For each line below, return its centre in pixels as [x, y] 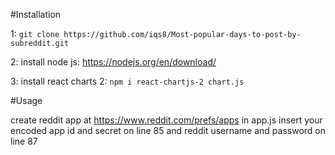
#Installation [36, 14]
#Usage [26, 100]
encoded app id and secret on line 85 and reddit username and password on [168, 130]
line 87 [24, 141]
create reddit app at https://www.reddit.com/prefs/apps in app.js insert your [166, 120]
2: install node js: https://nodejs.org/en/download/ [113, 62]
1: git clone [35, 33]
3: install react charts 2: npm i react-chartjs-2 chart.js [127, 81]
